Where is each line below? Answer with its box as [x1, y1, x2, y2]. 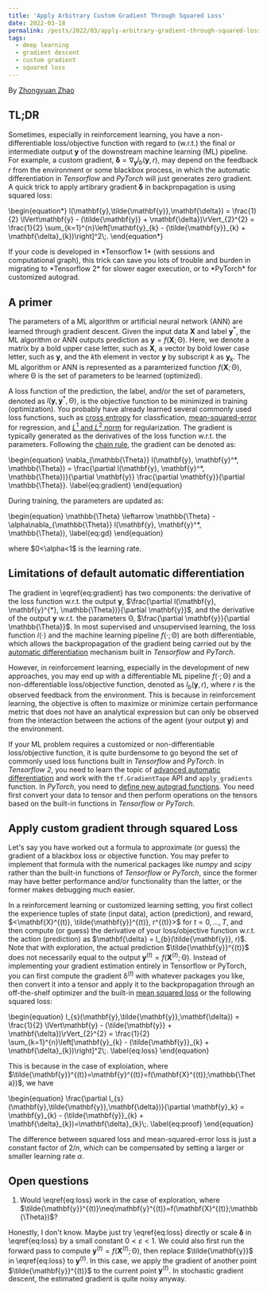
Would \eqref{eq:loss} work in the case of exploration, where [19, 1195, 220, 1205]
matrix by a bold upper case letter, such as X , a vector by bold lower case [8, 343, 250, 353]
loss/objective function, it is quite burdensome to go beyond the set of [8, 748, 238, 757]
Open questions [8, 1175, 89, 1188]
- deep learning [15, 41, 69, 49]
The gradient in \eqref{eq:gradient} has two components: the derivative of [8, 587, 252, 598]
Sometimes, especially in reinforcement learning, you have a [8, 129, 207, 139]
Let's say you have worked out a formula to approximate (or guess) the [8, 842, 241, 853]
